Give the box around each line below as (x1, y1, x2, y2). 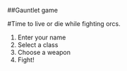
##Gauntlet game (7, 6, 59, 14)
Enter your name (17, 33, 66, 41)
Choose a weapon (17, 49, 71, 56)
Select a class (17, 41, 59, 49)
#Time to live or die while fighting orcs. (7, 20, 121, 27)
